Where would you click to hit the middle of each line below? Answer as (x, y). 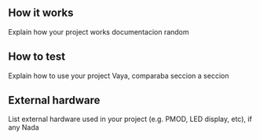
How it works (41, 13)
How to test (37, 57)
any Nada (24, 127)
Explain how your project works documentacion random (99, 31)
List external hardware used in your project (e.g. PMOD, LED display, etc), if (130, 119)
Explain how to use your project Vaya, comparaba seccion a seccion (119, 76)
